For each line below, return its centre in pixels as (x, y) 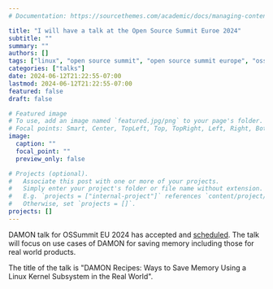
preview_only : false (50, 159)
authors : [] (28, 54)
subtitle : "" (30, 38)
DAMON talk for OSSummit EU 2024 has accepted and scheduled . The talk (134, 234)
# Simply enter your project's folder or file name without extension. (136, 189)
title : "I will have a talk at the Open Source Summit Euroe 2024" (125, 31)
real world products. (42, 252)
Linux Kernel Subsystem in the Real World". (81, 276)
